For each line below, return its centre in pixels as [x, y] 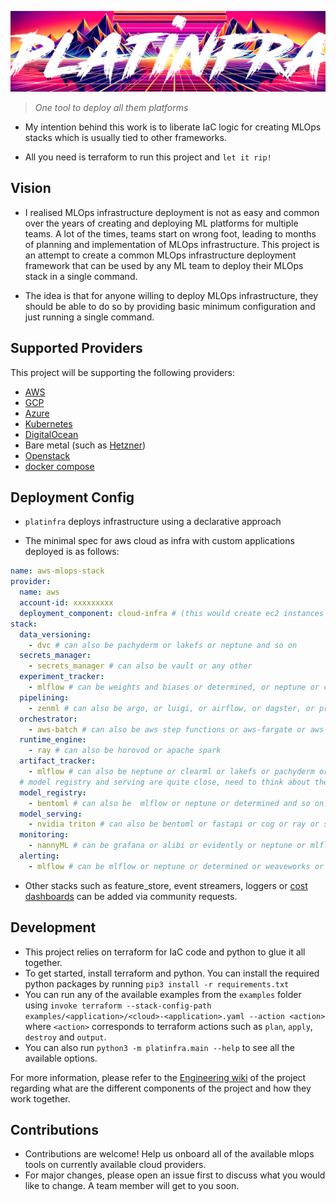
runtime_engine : [53, 740]
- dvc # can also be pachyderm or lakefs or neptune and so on [163, 645]
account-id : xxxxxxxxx [66, 603]
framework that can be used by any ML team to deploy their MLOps [164, 265]
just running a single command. [89, 317]
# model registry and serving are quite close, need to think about [165, 782]
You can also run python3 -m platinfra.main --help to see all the [159, 1047]
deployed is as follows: [72, 552]
